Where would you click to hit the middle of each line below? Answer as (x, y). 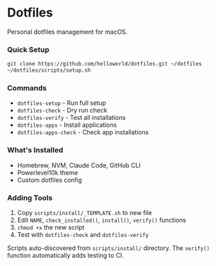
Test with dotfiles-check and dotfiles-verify (83, 234)
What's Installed (35, 150)
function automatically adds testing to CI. (66, 255)
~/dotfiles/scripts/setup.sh (49, 70)
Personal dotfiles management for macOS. (67, 32)
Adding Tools (30, 198)
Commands (27, 88)
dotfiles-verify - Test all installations (71, 118)
